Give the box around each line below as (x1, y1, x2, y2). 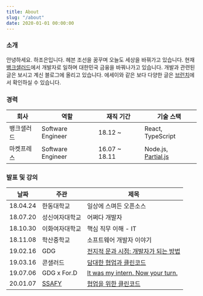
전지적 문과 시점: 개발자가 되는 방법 (86, 247, 181, 256)
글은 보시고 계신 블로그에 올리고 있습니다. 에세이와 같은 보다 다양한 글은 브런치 (6, 71, 190, 79)
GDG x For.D (42, 269, 77, 277)
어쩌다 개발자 (86, 213, 123, 222)
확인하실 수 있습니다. (12, 79, 62, 86)
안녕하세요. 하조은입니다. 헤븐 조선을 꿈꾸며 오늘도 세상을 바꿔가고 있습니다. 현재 (6, 56, 195, 63)
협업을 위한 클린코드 (86, 280, 141, 288)
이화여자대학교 (42, 225, 82, 233)
